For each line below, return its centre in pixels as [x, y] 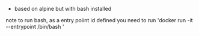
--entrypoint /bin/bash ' [35, 27]
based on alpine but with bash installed [63, 9]
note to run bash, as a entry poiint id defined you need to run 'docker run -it [99, 20]
